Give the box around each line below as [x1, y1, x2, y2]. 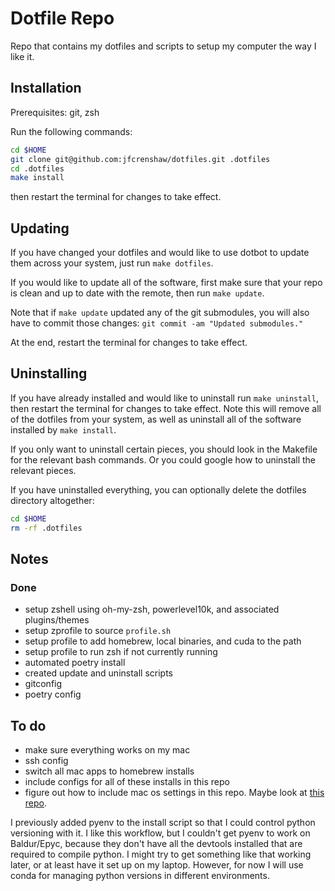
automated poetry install [24, 657, 126, 669]
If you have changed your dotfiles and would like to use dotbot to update [10, 247, 310, 259]
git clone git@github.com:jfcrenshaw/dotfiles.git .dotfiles [10, 154, 271, 164]
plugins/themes [24, 614, 90, 626]
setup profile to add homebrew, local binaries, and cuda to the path [24, 635, 302, 647]
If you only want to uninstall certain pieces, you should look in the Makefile [10, 443, 318, 455]
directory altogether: [10, 494, 95, 506]
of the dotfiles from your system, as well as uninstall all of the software [10, 413, 302, 425]
